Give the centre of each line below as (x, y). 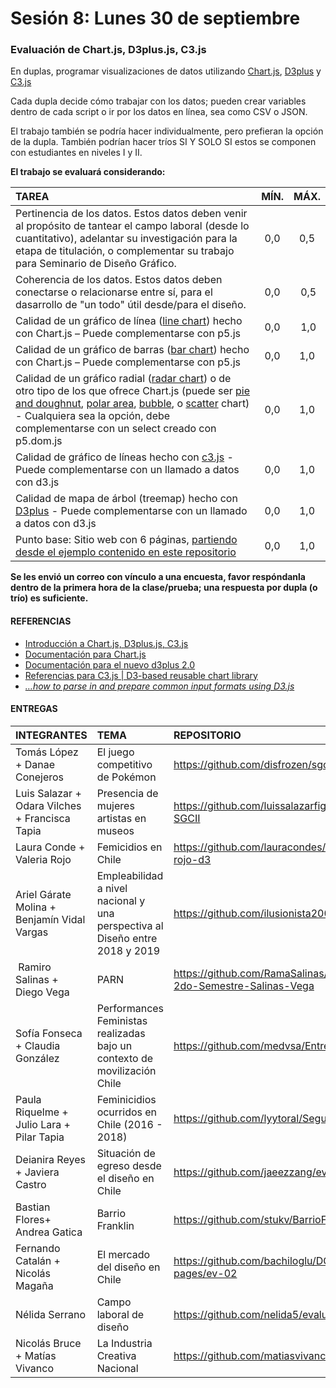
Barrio (111, 1213)
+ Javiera (37, 1172)
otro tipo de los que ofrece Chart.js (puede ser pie (133, 391)
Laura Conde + (50, 847)
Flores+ (33, 1219)
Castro (31, 1184)
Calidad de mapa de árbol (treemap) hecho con (126, 499)
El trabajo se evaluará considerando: (88, 172)
